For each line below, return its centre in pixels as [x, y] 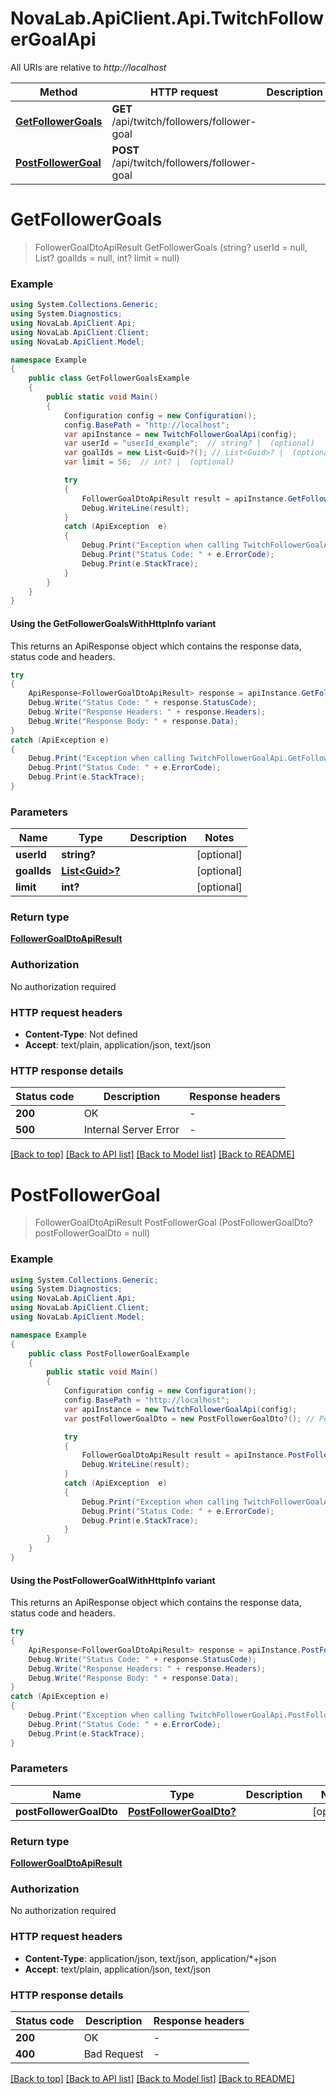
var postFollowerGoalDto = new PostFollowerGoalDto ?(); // [189, 1418]
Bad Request [113, 2054]
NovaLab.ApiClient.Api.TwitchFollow [167, 18]
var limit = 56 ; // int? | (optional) [149, 462]
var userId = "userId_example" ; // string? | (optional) [189, 443]
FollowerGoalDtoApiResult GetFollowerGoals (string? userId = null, [171, 247]
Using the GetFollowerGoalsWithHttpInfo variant [113, 623]
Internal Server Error [131, 1130]
